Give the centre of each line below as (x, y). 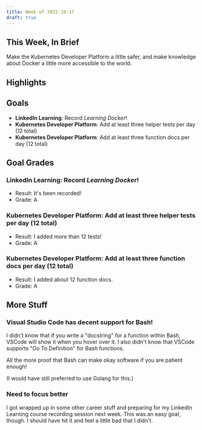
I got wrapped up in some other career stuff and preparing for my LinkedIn (99, 407)
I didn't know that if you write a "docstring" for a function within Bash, (93, 336)
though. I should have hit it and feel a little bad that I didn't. (79, 420)
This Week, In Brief (43, 42)
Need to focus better (37, 394)
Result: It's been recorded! (48, 193)
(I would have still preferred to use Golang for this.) (70, 378)
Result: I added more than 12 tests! (58, 236)
